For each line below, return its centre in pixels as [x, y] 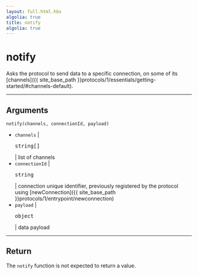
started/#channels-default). [40, 86]
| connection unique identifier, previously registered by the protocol [96, 186]
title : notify [24, 22]
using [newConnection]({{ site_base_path [65, 192]
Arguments [27, 110]
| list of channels [35, 157]
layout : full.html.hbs [34, 12]
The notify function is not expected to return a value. [71, 266]
